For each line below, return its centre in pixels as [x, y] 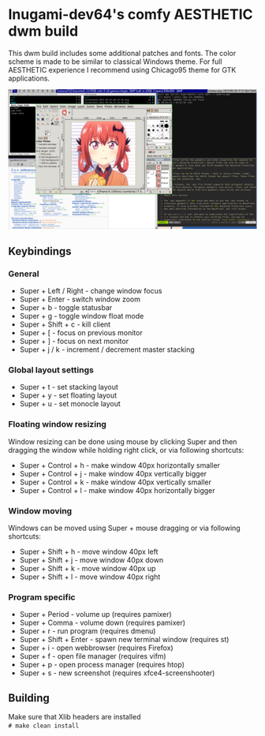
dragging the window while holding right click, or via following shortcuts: [126, 450]
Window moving [40, 510]
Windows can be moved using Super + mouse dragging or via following [124, 528]
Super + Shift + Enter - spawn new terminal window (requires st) [124, 640]
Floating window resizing [57, 424]
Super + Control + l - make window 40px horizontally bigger [117, 490]
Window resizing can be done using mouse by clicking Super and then [123, 441]
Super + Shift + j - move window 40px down [91, 560]
